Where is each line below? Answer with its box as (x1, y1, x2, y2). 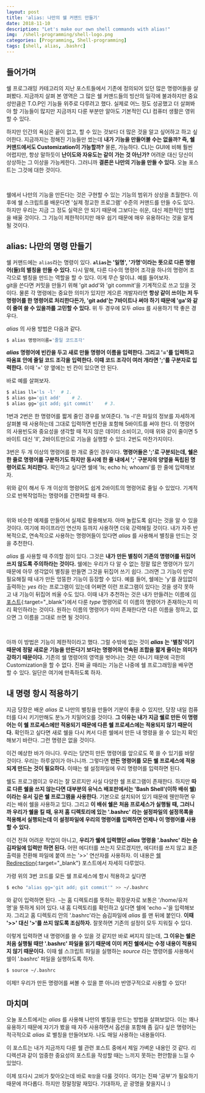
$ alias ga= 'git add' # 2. (6, 395, 84, 401)
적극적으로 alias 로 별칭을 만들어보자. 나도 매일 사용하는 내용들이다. (6, 1031, 167, 1039)
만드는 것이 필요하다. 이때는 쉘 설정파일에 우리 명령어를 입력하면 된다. (17, 764, 182, 772)
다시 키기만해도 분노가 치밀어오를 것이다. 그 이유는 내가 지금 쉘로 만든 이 (17, 713, 187, 721)
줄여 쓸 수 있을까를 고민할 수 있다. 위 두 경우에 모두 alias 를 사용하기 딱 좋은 (12, 304, 190, 311)
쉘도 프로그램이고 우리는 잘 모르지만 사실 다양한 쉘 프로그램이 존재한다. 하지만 (6, 777, 190, 785)
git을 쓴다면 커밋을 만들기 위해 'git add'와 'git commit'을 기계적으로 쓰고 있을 (6, 281, 190, 289)
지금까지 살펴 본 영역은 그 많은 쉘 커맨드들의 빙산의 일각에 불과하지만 (24, 92, 187, 100)
